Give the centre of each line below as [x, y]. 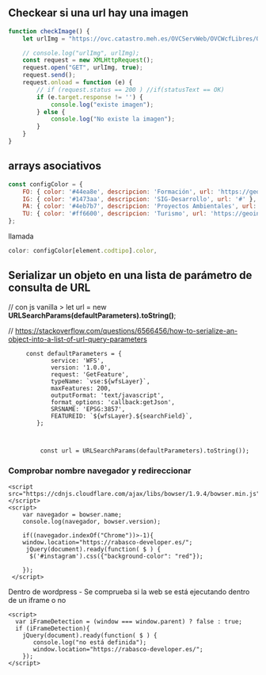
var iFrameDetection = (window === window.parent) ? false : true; [129, 621]
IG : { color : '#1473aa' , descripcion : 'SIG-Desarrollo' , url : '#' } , [140, 199]
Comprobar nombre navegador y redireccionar [100, 471]
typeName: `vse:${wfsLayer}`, [100, 381]
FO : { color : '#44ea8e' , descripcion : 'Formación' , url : [118, 192]
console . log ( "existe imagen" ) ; [102, 105]
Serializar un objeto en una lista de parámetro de [130, 275]
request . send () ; [49, 75]
